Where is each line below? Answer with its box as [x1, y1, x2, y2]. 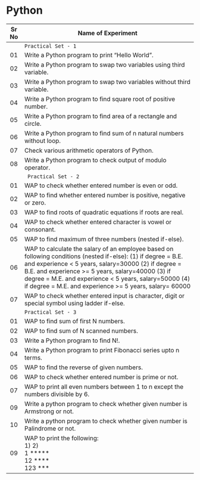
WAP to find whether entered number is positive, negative [24, 191, 186, 199]
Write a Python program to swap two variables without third [24, 78, 190, 86]
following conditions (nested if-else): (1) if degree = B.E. [24, 252, 183, 260]
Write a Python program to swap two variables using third [24, 60, 185, 69]
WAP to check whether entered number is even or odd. [24, 181, 178, 190]
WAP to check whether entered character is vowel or [24, 218, 172, 226]
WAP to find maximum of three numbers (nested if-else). [24, 235, 184, 243]
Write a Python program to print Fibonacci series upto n [24, 346, 180, 354]
